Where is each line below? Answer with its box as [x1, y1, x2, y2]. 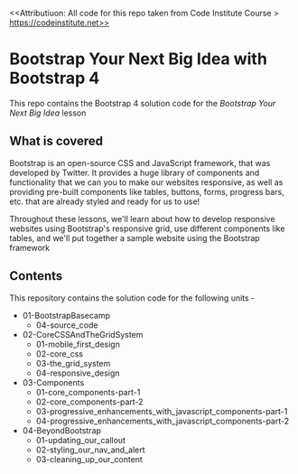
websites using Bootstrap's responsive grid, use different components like [9, 223, 285, 234]
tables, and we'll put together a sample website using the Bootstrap [9, 232, 260, 243]
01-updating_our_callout [35, 434, 126, 445]
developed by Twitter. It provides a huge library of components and [9, 167, 260, 178]
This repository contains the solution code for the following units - [9, 293, 256, 303]
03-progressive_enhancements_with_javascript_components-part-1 [35, 405, 288, 416]
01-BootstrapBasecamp [22, 310, 111, 321]
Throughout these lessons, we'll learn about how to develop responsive [9, 213, 275, 224]
